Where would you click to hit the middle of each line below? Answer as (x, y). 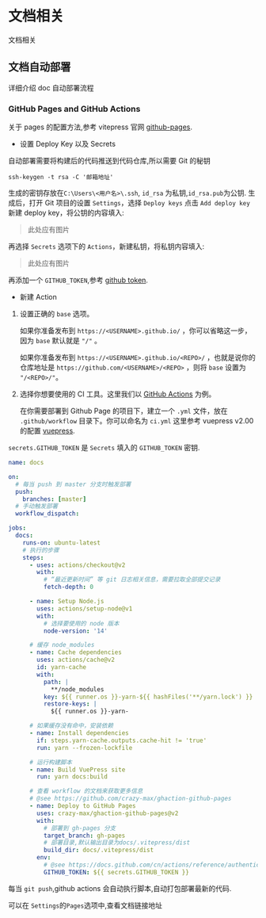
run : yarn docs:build (72, 777)
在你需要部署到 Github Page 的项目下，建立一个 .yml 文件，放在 (123, 411)
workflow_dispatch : (47, 514)
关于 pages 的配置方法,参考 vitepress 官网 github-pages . (100, 127)
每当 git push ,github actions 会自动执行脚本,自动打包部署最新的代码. (120, 888)
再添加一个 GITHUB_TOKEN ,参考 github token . (78, 280)
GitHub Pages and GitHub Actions (74, 109)
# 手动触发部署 (36, 507)
